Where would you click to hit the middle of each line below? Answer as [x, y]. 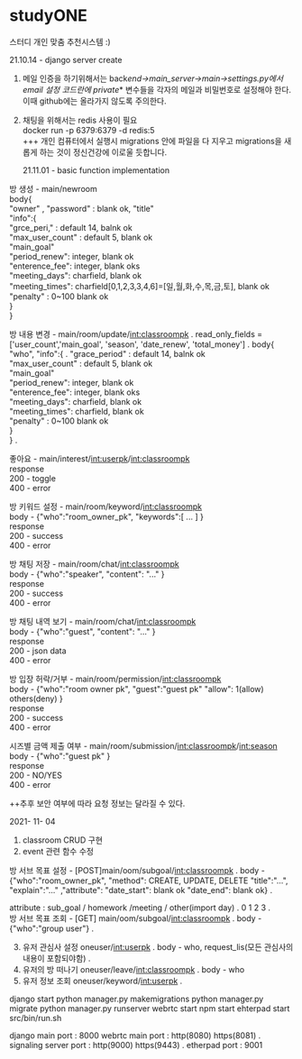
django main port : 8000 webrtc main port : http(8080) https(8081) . [135, 1035]
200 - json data [38, 651]
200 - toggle [33, 478]
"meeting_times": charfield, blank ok [77, 411]
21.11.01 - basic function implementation [96, 170]
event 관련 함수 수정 [58, 851]
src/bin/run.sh [36, 1018]
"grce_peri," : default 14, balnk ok [71, 227]
